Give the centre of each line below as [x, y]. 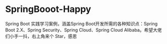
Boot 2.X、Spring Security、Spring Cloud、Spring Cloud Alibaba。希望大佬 [84, 30]
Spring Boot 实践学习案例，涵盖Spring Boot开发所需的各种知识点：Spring [81, 23]
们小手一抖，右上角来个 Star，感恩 [41, 36]
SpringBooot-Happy [48, 9]
